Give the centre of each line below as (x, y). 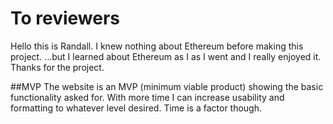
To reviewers (65, 18)
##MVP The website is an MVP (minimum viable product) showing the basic (167, 86)
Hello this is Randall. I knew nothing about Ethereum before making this (157, 46)
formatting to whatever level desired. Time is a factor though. (136, 108)
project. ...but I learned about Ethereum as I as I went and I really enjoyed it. (166, 56)
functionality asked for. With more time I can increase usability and (147, 97)
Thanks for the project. (57, 67)
